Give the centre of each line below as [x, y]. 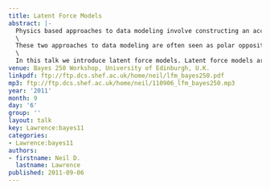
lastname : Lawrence [48, 166]
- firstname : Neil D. [45, 158]
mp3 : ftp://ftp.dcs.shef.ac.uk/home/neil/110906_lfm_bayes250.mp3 [122, 83]
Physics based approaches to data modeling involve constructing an [133, 31]
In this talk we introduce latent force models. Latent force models [134, 61]
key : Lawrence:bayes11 [46, 128]
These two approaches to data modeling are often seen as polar [125, 46]
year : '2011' [30, 90]
